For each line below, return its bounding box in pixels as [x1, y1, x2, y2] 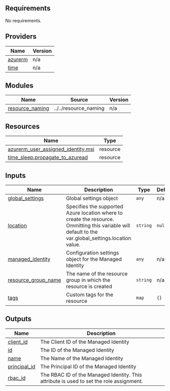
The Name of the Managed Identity [40, 354, 123, 362]
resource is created [66, 283, 112, 290]
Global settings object [66, 195, 118, 202]
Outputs [5, 314, 32, 324]
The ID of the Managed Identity [40, 346, 114, 353]
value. [66, 241, 81, 248]
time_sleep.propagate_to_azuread [8, 154, 88, 161]
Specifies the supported [66, 203, 123, 210]
